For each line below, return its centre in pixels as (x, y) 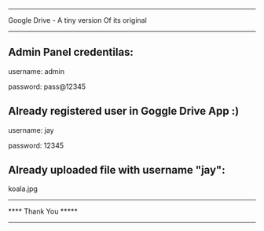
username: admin (37, 71)
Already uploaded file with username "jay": (117, 170)
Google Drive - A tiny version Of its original (77, 20)
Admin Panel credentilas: (71, 52)
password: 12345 (36, 145)
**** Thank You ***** (43, 211)
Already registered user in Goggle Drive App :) (124, 111)
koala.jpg (23, 189)
